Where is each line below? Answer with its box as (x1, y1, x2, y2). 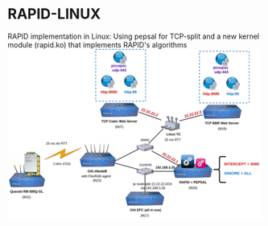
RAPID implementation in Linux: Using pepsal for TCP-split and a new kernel (7, 31, 260, 41)
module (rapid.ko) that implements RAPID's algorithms (7, 39, 188, 49)
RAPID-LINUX (7, 5, 101, 23)
